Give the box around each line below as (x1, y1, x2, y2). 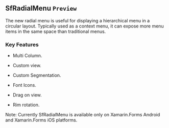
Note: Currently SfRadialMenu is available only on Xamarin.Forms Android (5, 112, 160, 118)
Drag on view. (12, 92, 42, 98)
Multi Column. (12, 53, 42, 59)
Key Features (5, 41, 39, 48)
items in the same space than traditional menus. (5, 28, 106, 35)
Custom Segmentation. (12, 72, 61, 78)
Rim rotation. (12, 102, 40, 108)
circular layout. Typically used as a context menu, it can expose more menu (5, 23, 164, 29)
